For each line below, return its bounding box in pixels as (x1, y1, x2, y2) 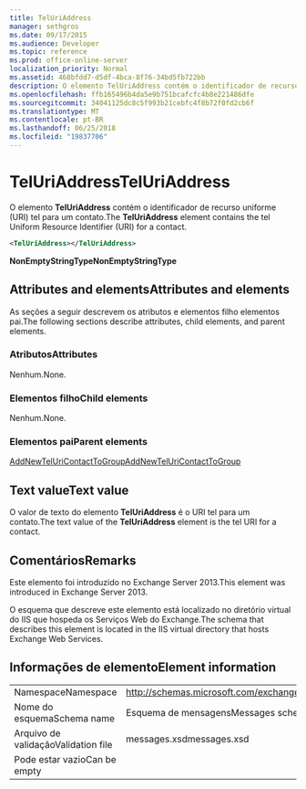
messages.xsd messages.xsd (126, 732, 250, 745)
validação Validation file (14, 738, 113, 751)
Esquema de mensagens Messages (126, 706, 276, 719)
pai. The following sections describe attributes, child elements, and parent (9, 316, 285, 327)
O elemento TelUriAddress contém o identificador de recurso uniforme (9, 202, 277, 213)
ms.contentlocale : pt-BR (9, 115, 104, 124)
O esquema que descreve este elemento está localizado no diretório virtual (9, 605, 291, 615)
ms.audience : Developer (9, 38, 100, 48)
